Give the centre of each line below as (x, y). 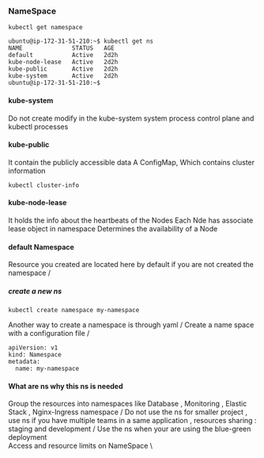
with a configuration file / (49, 334)
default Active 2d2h (63, 55)
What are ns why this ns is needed (66, 386)
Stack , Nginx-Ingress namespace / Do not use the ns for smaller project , (128, 412)
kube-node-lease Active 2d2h (63, 62)
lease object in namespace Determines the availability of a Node (113, 228)
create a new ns (35, 291)
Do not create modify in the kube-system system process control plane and (131, 118)
